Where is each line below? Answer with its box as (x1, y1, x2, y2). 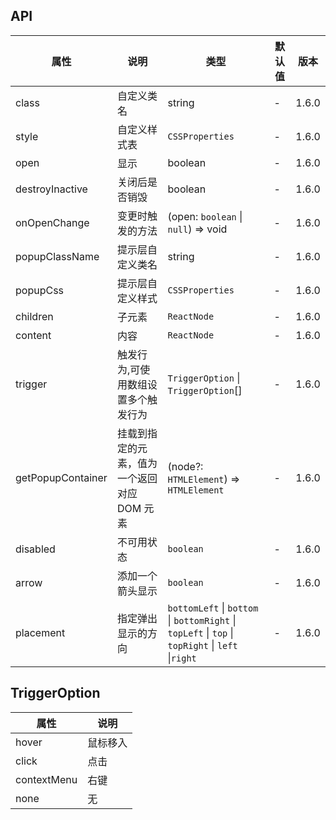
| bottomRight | (167, 613, 237, 627)
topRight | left (167, 638, 238, 652)
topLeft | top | (167, 625, 234, 639)
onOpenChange (15, 215, 90, 229)
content (15, 328, 52, 342)
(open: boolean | (167, 209, 243, 223)
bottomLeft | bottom (167, 600, 259, 614)
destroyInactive (15, 182, 88, 196)
